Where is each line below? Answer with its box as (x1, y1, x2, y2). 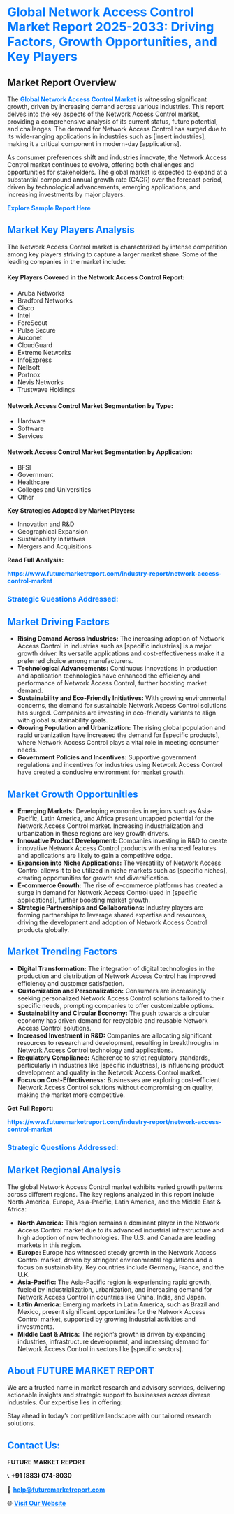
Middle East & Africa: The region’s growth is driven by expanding (17, 1330, 206, 1338)
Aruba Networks (17, 289, 65, 298)
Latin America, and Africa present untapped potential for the (41, 814, 214, 822)
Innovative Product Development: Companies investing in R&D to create (17, 836, 228, 845)
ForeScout (17, 319, 47, 327)
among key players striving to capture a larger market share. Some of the (7, 249, 218, 259)
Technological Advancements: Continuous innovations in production (17, 664, 218, 673)
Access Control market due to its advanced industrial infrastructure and (17, 1225, 224, 1234)
